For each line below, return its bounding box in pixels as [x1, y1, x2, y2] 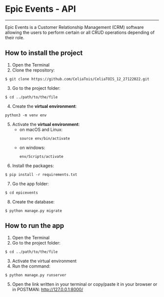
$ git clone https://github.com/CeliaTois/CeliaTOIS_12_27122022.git [5, 76, 150, 81]
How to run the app [5, 222, 64, 230]
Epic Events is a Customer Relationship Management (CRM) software [5, 24, 144, 30]
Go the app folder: [12, 180, 49, 187]
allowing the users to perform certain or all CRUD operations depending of [5, 29, 155, 35]
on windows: [19, 145, 45, 150]
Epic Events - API [5, 3, 76, 15]
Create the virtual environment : [12, 103, 77, 109]
